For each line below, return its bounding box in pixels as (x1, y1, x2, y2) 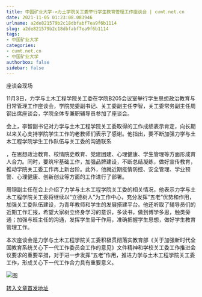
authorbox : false (6, 59, 50, 65)
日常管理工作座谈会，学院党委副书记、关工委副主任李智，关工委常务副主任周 (6, 102, 196, 110)
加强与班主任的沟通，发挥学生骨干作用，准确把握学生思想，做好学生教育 (16, 216, 196, 224)
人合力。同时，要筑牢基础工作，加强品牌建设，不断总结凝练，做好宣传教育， (6, 158, 196, 166)
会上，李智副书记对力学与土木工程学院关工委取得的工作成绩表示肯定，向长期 (6, 123, 196, 130)
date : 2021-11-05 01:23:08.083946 (6, 14, 93, 20)
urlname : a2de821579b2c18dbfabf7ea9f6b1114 (6, 20, 117, 26)
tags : (6, 31, 20, 37)
